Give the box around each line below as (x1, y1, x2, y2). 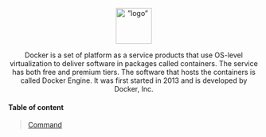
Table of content (8, 102, 64, 112)
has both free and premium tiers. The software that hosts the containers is (11, 68, 256, 76)
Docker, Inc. (114, 84, 154, 93)
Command (27, 120, 62, 130)
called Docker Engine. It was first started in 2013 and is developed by (20, 76, 248, 85)
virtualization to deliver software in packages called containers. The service (9, 59, 259, 68)
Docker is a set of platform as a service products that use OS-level (25, 50, 243, 60)
